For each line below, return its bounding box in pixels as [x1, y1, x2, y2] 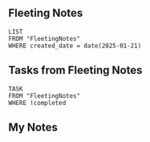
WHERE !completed [8, 99, 67, 107]
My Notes [8, 120, 59, 135]
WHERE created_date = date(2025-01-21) [8, 42, 142, 50]
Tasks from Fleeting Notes [8, 63, 143, 77]
